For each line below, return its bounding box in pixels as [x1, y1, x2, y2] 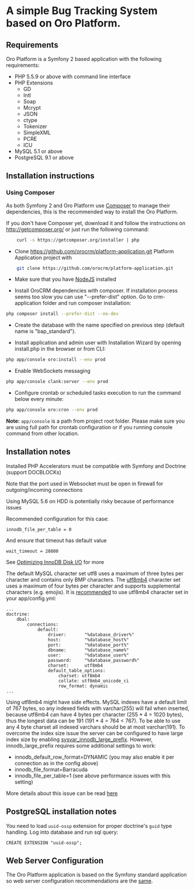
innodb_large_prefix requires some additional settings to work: [6, 742, 156, 749]
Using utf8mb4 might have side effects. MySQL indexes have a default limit [6, 698, 187, 705]
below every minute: [14, 396, 64, 403]
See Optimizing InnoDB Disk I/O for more [6, 558, 105, 565]
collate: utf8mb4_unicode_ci [58, 678, 130, 684]
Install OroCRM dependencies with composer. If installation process [14, 287, 178, 294]
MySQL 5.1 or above [14, 148, 63, 155]
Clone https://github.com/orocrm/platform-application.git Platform [14, 247, 174, 254]
